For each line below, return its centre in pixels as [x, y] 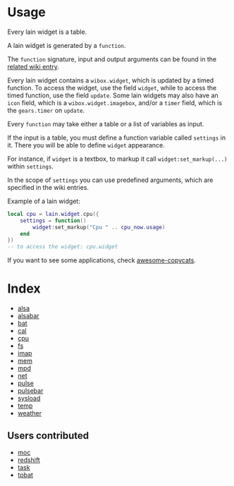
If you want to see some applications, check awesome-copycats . [101, 260]
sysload [29, 399]
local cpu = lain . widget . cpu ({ [53, 214]
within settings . [31, 166]
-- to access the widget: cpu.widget [63, 247]
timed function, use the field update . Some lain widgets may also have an [113, 95]
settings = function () [53, 220]
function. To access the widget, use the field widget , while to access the [112, 87]
